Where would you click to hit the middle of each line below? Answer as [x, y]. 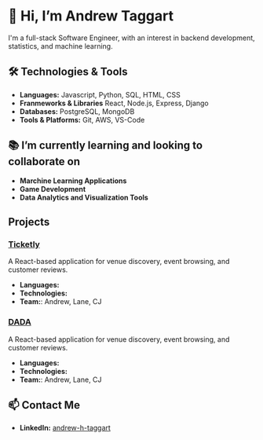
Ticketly [24, 244]
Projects [29, 222]
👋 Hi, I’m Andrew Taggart [91, 16]
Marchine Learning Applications [73, 181]
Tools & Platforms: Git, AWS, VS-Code [82, 119]
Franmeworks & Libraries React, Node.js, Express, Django [114, 103]
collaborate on [44, 161]
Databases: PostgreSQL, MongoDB [77, 111]
